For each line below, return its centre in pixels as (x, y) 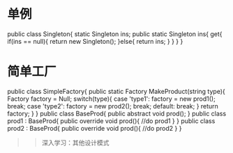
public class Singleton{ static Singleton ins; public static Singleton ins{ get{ (115, 34)
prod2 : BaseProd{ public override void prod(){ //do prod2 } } (95, 128)
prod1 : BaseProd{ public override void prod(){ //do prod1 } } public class (111, 121)
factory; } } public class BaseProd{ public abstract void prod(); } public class (117, 113)
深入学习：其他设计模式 (75, 143)
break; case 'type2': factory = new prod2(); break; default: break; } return (113, 106)
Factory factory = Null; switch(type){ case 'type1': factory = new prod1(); (112, 99)
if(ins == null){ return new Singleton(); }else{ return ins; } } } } (95, 41)
